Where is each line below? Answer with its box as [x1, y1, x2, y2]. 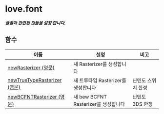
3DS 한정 [132, 100, 153, 107]
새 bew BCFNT [73, 93, 107, 100]
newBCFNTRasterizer [7, 93, 57, 100]
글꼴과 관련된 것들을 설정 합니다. [5, 20, 66, 26]
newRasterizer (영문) [7, 64, 55, 71]
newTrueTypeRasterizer [7, 77, 62, 83]
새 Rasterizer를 [73, 61, 107, 67]
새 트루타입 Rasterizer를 [73, 77, 126, 83]
